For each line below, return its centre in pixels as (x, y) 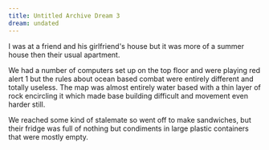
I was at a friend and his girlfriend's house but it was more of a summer (126, 46)
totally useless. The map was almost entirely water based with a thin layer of (134, 87)
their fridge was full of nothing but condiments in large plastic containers (128, 128)
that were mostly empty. (48, 136)
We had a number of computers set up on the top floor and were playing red (134, 70)
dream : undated (34, 23)
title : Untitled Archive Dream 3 (64, 16)
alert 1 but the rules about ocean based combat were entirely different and (131, 79)
